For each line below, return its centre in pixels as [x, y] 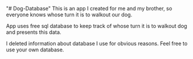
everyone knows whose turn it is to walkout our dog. [69, 15]
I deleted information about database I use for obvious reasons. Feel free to [97, 44]
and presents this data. [34, 32]
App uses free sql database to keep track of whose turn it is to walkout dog [96, 26]
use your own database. [35, 50]
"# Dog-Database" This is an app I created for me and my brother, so [89, 8]
